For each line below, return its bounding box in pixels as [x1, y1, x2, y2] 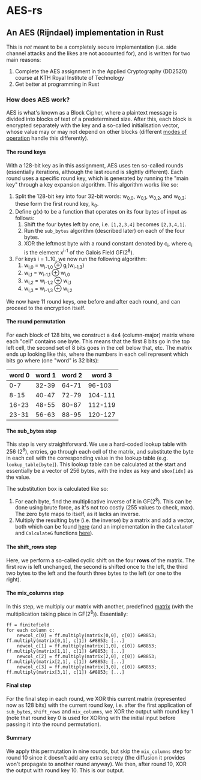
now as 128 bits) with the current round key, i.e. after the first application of [6, 701, 192, 709]
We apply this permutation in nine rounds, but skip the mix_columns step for [6, 748, 192, 755]
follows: [14, 214, 35, 222]
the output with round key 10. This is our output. [6, 766, 125, 774]
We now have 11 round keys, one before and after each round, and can [6, 298, 181, 305]
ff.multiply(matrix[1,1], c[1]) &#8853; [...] [6, 648, 125, 654]
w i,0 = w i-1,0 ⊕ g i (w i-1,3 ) [23, 262, 85, 270]
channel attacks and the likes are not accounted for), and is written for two [6, 50, 191, 57]
